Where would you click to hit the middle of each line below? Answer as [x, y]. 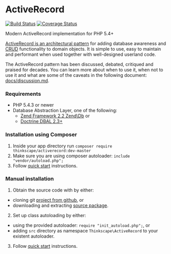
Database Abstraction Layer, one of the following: [65, 111]
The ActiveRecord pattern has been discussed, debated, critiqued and [79, 64]
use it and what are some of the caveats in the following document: [76, 75]
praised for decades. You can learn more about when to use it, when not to [84, 70]
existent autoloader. [34, 236]
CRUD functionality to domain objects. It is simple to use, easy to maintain [83, 49]
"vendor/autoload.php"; [38, 161]
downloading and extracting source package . [60, 205]
